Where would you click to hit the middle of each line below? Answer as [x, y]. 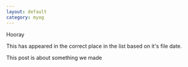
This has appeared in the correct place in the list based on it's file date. [94, 46]
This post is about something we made [54, 57]
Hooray [15, 34]
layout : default [26, 12]
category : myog [25, 17]
